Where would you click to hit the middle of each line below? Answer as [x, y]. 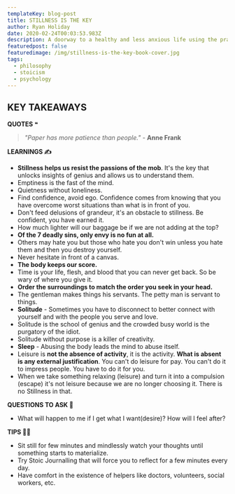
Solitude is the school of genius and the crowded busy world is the [113, 324]
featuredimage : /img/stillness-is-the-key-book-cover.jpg [93, 53]
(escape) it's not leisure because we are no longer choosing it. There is [120, 384]
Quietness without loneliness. [60, 191]
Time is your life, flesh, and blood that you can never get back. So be [117, 272]
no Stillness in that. [45, 391]
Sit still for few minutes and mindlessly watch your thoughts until [110, 446]
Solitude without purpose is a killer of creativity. [86, 339]
